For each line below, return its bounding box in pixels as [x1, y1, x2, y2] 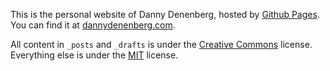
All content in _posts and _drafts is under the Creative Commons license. [10, 39, 313, 50]
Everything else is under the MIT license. [10, 49, 179, 61]
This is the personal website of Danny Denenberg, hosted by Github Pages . [10, 9, 320, 20]
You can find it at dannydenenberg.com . [10, 19, 176, 31]
